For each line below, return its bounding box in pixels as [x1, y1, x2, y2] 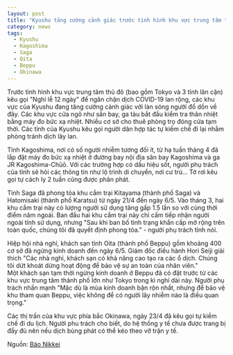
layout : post [7, 10, 45, 17]
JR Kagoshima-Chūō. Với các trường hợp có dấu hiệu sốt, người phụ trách [7, 160, 218, 168]
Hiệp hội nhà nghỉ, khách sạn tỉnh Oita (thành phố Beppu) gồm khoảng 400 [7, 239, 222, 247]
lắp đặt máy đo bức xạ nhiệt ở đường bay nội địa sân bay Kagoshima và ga [7, 152, 221, 161]
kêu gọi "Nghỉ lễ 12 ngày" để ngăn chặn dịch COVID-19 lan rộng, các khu [7, 95, 215, 103]
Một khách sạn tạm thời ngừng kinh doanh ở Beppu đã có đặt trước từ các [7, 269, 218, 277]
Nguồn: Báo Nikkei [7, 340, 60, 348]
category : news [7, 23, 51, 30]
